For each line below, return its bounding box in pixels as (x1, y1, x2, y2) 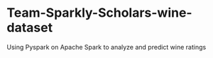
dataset (6, 20, 53, 36)
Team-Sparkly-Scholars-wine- (6, 5, 192, 21)
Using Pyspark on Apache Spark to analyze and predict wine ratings (6, 43, 207, 51)
